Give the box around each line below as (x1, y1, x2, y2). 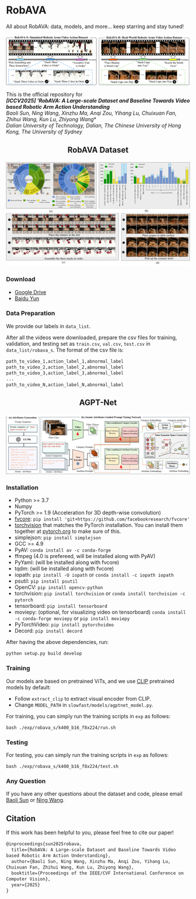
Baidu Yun (14, 295, 40, 302)
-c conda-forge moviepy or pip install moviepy (14, 615, 130, 622)
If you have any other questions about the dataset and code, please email (6, 790, 183, 797)
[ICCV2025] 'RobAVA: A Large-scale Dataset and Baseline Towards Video (6, 97, 190, 104)
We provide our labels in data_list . (6, 322, 91, 329)
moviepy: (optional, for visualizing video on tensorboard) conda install (14, 609, 187, 616)
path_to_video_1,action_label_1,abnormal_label (6, 358, 124, 364)
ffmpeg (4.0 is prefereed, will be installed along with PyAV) (14, 553, 156, 560)
